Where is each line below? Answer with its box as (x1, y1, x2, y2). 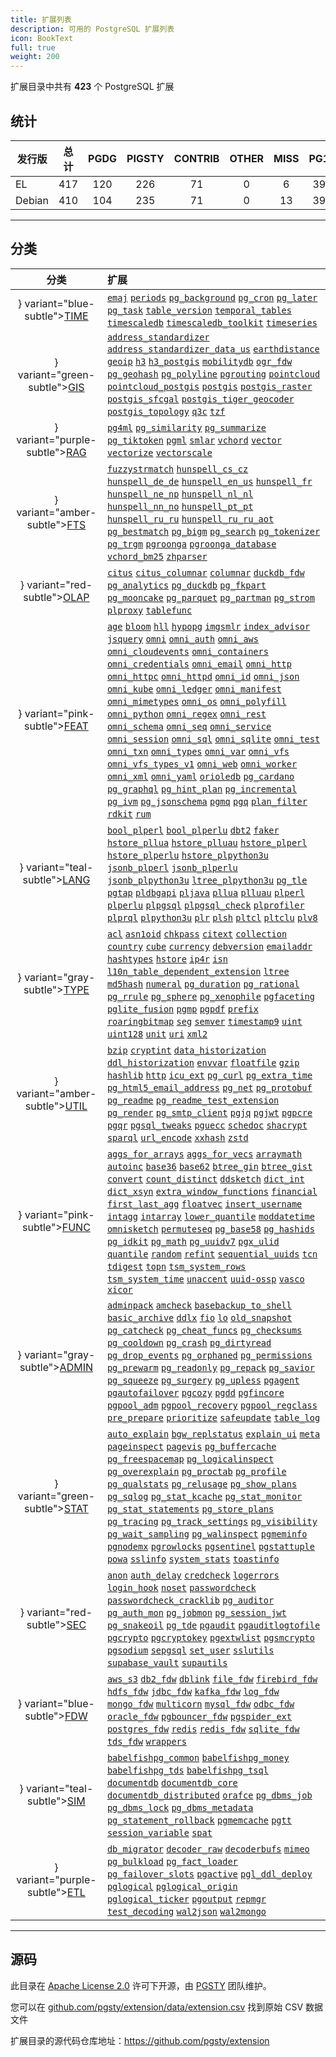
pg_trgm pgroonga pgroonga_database (106, 538, 277, 550)
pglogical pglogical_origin (106, 1881, 238, 1892)
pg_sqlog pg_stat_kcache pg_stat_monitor (106, 1491, 303, 1502)
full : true (10, 42, 56, 53)
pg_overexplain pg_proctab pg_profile (106, 1466, 287, 1477)
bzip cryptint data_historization (106, 1044, 267, 1056)
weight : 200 (10, 52, 60, 62)
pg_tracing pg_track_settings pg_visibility (106, 1516, 318, 1527)
